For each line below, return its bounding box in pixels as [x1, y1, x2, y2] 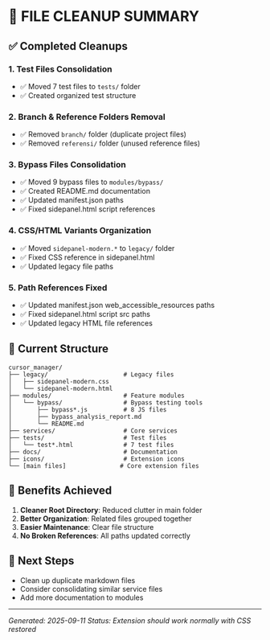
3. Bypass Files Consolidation [8, 159, 126, 170]
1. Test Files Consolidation [8, 64, 112, 75]
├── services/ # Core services [8, 426, 178, 435]
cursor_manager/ [8, 363, 63, 371]
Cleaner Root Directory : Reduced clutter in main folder [19, 505, 202, 515]
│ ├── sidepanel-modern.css [8, 377, 110, 385]
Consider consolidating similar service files [19, 584, 163, 593]
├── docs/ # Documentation [8, 448, 178, 456]
